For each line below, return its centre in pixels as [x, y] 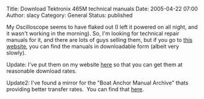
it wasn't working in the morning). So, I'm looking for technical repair [93, 33]
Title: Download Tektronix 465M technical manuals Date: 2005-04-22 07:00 [102, 9]
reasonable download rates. [42, 71]
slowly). [16, 53]
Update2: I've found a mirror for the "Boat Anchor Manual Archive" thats [97, 83]
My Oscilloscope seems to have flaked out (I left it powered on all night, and [102, 27]
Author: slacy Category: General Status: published [70, 15]
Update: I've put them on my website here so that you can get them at [94, 64]
